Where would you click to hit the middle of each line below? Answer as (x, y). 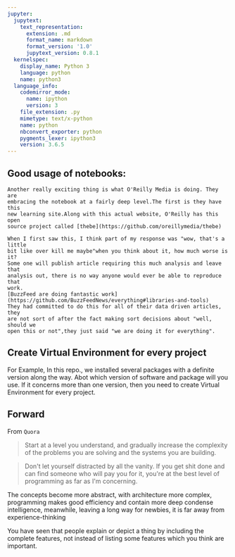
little (17, 245)
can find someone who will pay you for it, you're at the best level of (122, 473)
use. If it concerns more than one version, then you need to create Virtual (114, 384)
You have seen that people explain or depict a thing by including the (106, 531)
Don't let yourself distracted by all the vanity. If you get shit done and (125, 466)
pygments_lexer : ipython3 (58, 138)
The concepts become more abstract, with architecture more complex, (110, 494)
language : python (45, 73)
